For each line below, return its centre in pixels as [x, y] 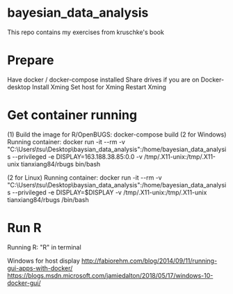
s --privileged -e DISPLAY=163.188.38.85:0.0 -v [75, 156]
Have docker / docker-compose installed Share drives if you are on [103, 79]
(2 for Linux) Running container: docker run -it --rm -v [85, 177]
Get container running [72, 115]
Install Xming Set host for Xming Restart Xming [99, 87]
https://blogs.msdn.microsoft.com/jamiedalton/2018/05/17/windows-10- [110, 275]
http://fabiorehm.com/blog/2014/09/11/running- [149, 261]
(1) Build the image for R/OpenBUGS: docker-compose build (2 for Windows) [117, 134]
